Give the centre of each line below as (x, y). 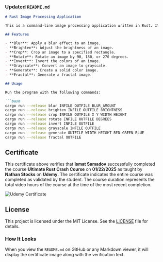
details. (12, 227)
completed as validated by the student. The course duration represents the (80, 180)
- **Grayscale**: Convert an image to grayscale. (56, 66)
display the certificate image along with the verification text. (65, 255)
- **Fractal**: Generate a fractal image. (49, 75)
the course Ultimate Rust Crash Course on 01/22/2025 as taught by (74, 169)
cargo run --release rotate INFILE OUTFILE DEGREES (58, 119)
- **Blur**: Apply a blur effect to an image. (53, 43)
